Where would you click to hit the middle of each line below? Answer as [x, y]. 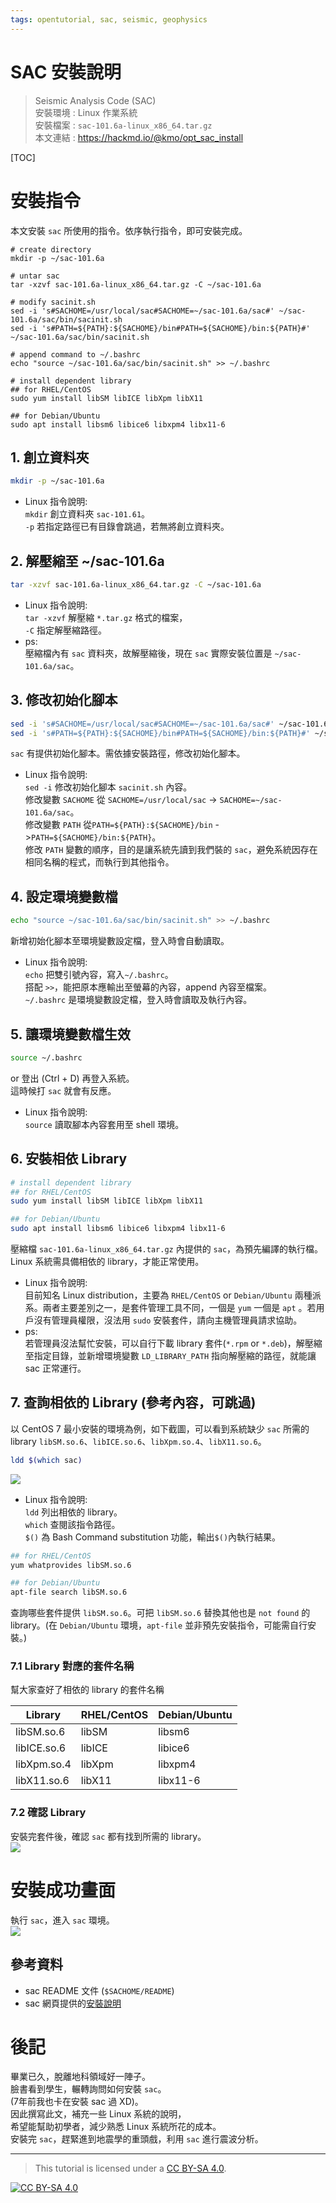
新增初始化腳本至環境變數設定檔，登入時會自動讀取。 [120, 941]
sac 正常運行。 [55, 1368]
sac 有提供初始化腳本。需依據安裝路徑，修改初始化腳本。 [128, 753]
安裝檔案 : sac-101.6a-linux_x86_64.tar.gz [123, 125]
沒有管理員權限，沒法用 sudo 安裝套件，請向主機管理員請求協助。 [168, 1320]
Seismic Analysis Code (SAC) [95, 100]
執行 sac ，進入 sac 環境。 [62, 1920]
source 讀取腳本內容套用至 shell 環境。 [104, 1124]
